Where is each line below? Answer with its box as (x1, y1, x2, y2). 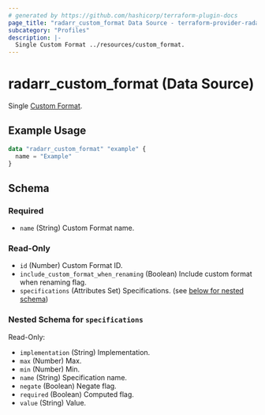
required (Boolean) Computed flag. (19, 389, 134, 399)
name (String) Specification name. (19, 372, 128, 382)
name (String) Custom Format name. (19, 223, 135, 233)
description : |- (8, 33, 62, 42)
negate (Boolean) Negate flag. (19, 381, 117, 390)
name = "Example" (15, 152, 73, 160)
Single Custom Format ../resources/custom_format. (15, 41, 185, 49)
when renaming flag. (19, 277, 87, 287)
